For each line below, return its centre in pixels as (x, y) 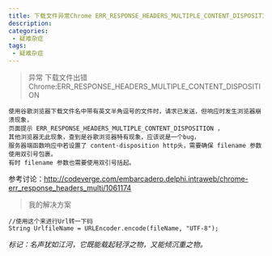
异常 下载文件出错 (57, 77)
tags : (17, 46)
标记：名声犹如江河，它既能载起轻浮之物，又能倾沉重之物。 (108, 244)
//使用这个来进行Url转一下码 (51, 221)
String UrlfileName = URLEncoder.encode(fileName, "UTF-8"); (114, 229)
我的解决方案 (49, 204)
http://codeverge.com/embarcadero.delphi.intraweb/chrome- (146, 179)
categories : (28, 31)
